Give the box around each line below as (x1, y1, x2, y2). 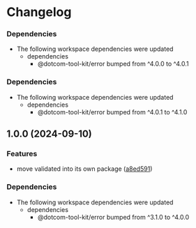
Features (6, 149, 38, 159)
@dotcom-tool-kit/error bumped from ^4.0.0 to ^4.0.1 (37, 60, 189, 68)
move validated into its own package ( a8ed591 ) (16, 165, 153, 173)
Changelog (6, 4, 72, 20)
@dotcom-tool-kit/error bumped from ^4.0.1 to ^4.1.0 (37, 107, 188, 116)
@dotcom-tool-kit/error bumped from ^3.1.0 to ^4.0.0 (37, 213, 190, 221)
